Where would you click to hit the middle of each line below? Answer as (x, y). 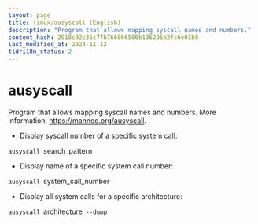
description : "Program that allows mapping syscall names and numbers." (130, 30)
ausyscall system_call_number (59, 181)
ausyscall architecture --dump (58, 211)
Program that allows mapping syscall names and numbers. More (112, 112)
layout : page (29, 15)
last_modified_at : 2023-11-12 (58, 45)
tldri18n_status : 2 (40, 52)
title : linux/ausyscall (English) (65, 23)
